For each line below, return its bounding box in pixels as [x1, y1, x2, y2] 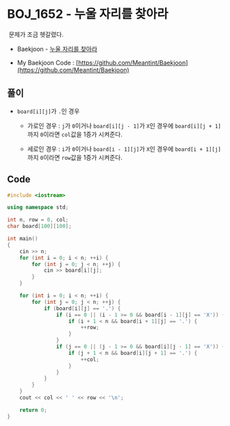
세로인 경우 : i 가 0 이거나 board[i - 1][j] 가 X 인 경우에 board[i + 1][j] [27, 145, 221, 153]
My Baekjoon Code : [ [16, 58, 79, 67]
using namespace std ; [7, 204, 69, 211]
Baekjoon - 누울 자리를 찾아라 [16, 45, 98, 53]
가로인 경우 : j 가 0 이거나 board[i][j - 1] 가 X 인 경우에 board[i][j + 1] [27, 121, 221, 130]
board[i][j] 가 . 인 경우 [16, 107, 80, 115]
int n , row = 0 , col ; [7, 217, 69, 224]
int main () [7, 235, 38, 242]
